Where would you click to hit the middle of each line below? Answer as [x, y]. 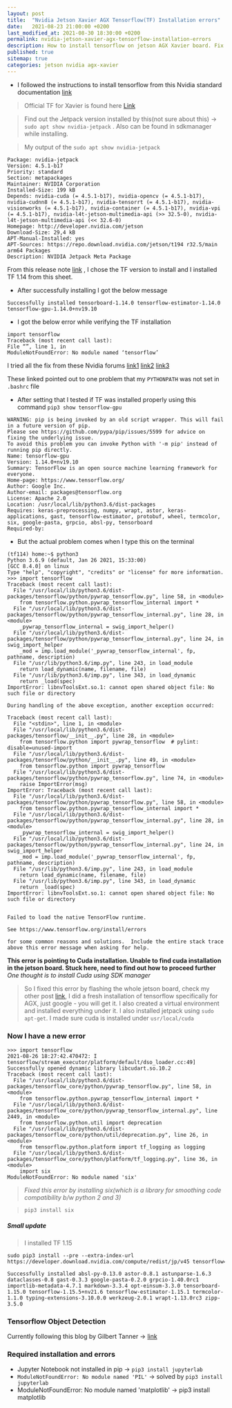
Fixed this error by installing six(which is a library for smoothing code [123, 1190]
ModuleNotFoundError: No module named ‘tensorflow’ [83, 353]
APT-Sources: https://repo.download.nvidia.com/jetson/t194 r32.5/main [112, 244]
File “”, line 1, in [37, 347]
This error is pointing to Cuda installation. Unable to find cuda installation [114, 960]
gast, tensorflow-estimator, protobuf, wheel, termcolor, [136, 516]
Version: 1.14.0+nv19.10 [43, 462]
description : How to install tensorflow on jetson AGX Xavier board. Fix [116, 46]
